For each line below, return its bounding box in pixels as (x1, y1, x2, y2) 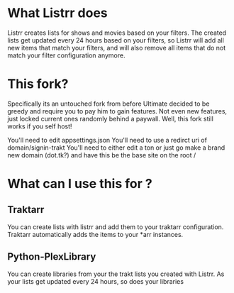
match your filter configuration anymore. (7, 51, 126, 60)
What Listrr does (7, 5, 108, 21)
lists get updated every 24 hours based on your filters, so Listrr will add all (7, 35, 225, 44)
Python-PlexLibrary (7, 250, 96, 263)
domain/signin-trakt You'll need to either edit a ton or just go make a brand (7, 143, 225, 152)
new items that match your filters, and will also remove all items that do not (7, 43, 226, 52)
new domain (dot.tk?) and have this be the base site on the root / (7, 150, 196, 159)
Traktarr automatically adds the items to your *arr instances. (7, 230, 184, 238)
